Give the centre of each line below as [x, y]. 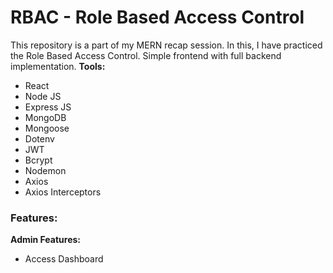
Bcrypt [38, 160]
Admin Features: [46, 240]
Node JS [43, 96]
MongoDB [45, 117]
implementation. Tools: [58, 66]
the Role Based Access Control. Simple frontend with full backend [146, 55]
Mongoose [47, 128]
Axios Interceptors [63, 192]
